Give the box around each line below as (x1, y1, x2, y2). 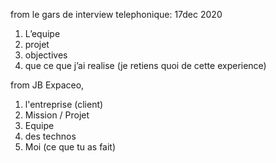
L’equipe (24, 28, 61, 39)
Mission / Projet (24, 109, 90, 121)
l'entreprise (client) (24, 99, 104, 110)
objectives (24, 49, 68, 61)
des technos (24, 130, 77, 142)
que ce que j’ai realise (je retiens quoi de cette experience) (24, 60, 267, 71)
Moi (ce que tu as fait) (24, 141, 117, 153)
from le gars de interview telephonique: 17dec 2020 (10, 9, 223, 20)
